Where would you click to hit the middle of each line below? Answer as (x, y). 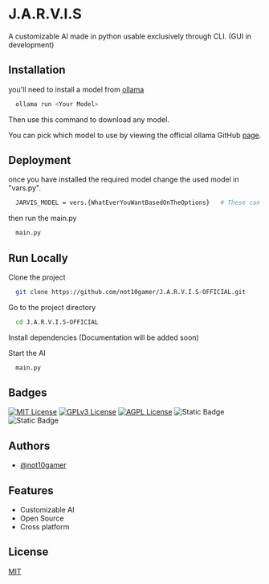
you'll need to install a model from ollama (76, 89)
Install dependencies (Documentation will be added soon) (104, 337)
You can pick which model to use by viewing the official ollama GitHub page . (135, 135)
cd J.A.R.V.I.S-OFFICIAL (57, 322)
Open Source (42, 518)
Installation (37, 70)
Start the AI (27, 353)
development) (31, 44)
